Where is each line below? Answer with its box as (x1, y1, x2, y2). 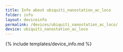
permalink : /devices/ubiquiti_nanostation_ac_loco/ (5, 22, 118, 27)
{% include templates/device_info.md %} (5, 41, 92, 47)
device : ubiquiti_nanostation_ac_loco (5, 27, 88, 32)
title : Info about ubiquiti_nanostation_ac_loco (5, 7, 111, 13)
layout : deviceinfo (5, 17, 47, 22)
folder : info (5, 12, 33, 18)
